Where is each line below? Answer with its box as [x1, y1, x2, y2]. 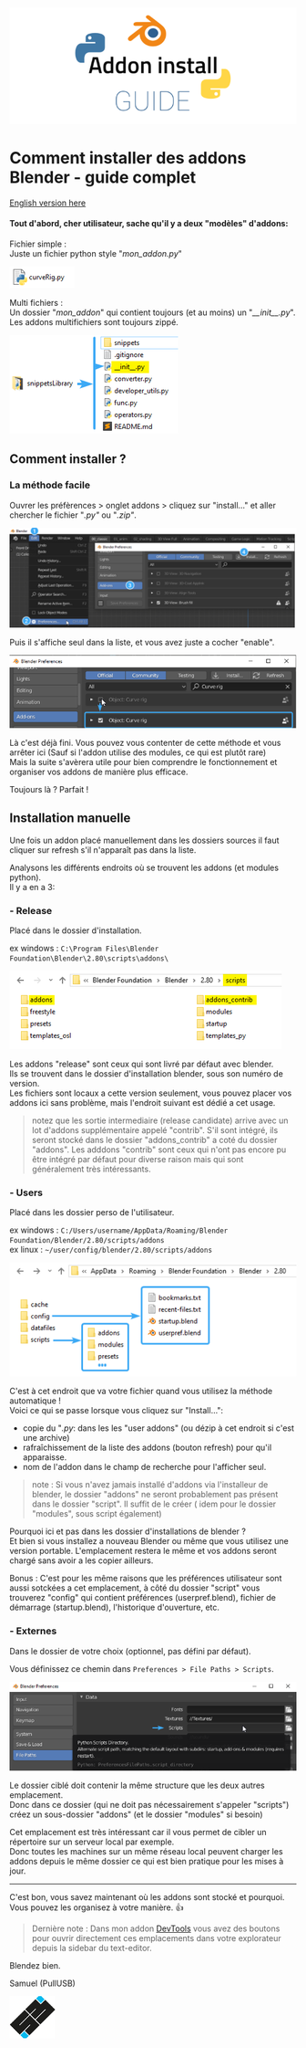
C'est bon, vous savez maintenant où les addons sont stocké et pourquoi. [9, 1892, 285, 1903]
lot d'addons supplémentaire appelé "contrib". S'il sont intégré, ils [31, 1124, 279, 1135]
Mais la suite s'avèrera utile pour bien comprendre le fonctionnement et [9, 756, 278, 767]
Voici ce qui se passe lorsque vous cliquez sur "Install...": [9, 1405, 224, 1416]
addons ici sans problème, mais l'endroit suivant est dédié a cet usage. [9, 1097, 276, 1108]
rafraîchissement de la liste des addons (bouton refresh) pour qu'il [22, 1442, 272, 1454]
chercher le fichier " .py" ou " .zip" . [9, 509, 137, 520]
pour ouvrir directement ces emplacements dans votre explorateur [31, 1933, 282, 1944]
